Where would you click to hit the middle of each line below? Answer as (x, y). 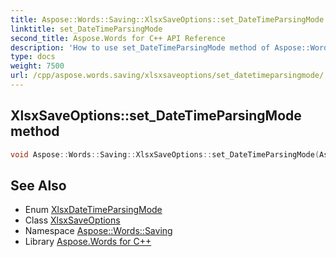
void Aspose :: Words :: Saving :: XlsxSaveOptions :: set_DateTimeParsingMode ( (165, 154)
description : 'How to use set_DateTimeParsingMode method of (140, 47)
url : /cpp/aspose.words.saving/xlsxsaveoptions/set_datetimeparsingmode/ (167, 76)
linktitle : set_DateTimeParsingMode (86, 29)
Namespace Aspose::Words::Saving (98, 231)
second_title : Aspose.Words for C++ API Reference (118, 38)
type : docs (33, 57)
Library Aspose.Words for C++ (88, 242)
